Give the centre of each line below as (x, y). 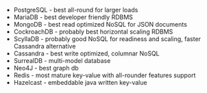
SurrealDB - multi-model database (62, 61)
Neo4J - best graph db (46, 68)
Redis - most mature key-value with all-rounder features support (105, 75)
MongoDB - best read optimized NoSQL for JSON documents (100, 24)
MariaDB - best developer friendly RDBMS (73, 17)
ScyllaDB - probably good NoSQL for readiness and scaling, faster (107, 39)
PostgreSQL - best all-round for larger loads (76, 10)
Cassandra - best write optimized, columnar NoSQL (86, 53)
